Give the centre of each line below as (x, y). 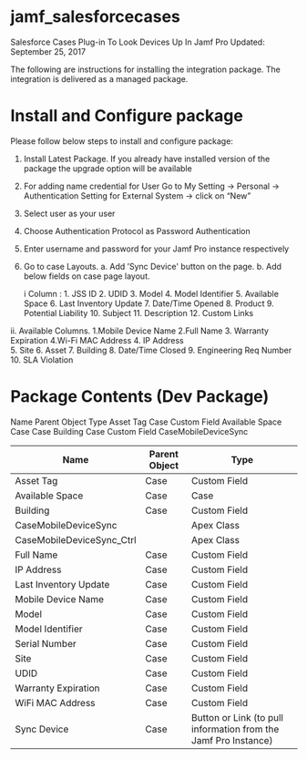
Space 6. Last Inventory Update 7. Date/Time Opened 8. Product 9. (148, 303)
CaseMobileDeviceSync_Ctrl (76, 539)
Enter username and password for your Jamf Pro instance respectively (156, 249)
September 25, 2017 (48, 51)
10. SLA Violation (42, 359)
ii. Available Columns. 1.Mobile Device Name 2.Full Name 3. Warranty (140, 331)
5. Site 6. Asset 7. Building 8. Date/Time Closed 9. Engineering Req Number (151, 350)
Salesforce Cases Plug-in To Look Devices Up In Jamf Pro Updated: (138, 42)
